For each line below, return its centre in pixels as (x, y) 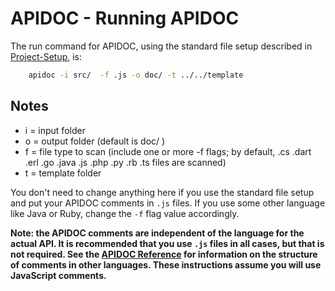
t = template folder (63, 173)
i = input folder (55, 130)
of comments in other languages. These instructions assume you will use (166, 264)
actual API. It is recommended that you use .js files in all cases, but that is (167, 243)
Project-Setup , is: (46, 56)
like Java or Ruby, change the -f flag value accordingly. (125, 213)
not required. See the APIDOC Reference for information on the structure (164, 254)
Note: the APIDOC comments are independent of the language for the (157, 233)
